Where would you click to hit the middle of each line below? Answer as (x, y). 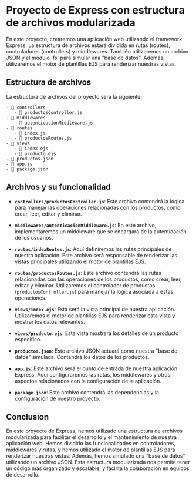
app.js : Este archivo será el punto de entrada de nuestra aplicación (96, 368)
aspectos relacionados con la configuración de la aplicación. (88, 381)
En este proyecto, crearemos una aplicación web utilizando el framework (94, 39)
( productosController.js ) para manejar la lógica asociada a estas (94, 291)
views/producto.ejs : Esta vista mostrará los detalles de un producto (97, 333)
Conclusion (28, 417)
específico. (28, 339)
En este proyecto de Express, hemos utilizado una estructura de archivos (94, 431)
